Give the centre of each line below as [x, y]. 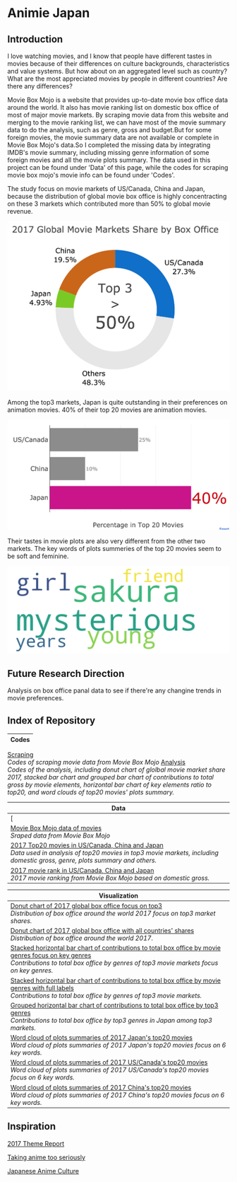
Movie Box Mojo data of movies [56, 828]
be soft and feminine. [38, 556]
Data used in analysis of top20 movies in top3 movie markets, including [114, 853]
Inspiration [32, 1126]
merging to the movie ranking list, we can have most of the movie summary [117, 122]
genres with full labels [42, 987]
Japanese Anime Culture [43, 1171]
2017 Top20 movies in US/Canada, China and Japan [87, 845]
